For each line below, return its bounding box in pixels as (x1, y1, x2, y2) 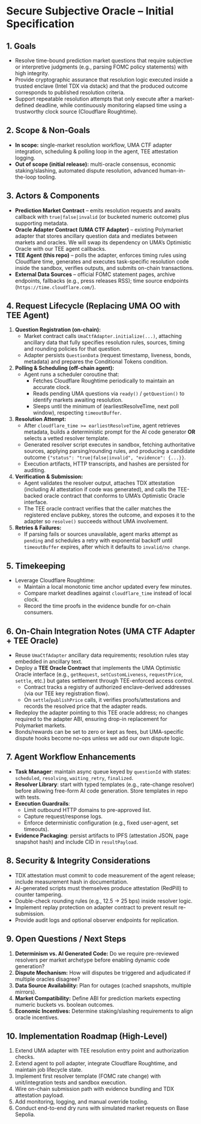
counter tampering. (14, 891, 63, 898)
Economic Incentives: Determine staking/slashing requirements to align (14, 1007, 193, 1015)
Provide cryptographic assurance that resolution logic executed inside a (14, 76, 193, 83)
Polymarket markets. (14, 722, 67, 729)
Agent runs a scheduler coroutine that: (23, 371, 119, 378)
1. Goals (6, 41, 36, 51)
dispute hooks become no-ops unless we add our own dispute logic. (14, 735, 185, 742)
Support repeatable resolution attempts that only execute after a (14, 95, 174, 102)
